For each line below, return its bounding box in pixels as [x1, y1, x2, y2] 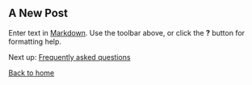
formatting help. [8, 36, 62, 46]
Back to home [8, 68, 55, 78]
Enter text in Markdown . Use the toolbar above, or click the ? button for [8, 28, 245, 37]
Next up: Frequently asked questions [8, 52, 131, 62]
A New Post [8, 6, 69, 20]
